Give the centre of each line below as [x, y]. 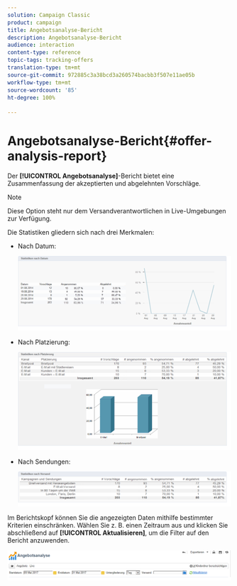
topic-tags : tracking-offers [50, 60]
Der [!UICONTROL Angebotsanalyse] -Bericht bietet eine [91, 176]
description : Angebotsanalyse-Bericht [65, 38]
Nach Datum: [37, 246]
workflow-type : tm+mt [39, 82]
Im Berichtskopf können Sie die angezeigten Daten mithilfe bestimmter [110, 518]
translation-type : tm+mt [44, 68]
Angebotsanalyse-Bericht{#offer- [110, 141]
